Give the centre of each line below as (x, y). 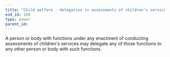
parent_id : (17, 24)
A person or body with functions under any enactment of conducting (77, 38)
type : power (18, 19)
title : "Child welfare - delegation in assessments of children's (77, 10)
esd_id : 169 (18, 15)
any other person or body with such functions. (54, 49)
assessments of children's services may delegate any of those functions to (83, 44)
